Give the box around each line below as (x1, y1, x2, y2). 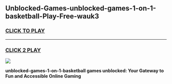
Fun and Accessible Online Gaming (5, 73, 81, 79)
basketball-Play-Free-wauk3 (5, 12, 99, 21)
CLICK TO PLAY (5, 27, 45, 35)
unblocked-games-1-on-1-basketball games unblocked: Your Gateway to (5, 67, 164, 73)
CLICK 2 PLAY (5, 46, 41, 53)
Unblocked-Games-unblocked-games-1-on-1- (5, 4, 156, 13)
